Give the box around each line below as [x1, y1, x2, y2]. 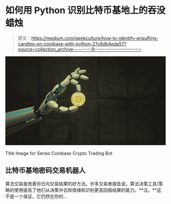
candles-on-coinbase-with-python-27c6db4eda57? [17, 41, 127, 47]
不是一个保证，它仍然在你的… [5, 193, 68, 199]
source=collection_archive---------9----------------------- [17, 46, 141, 52]
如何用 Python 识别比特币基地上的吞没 [5, 5, 166, 16]
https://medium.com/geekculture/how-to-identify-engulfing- [31, 35, 159, 41]
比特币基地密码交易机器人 [5, 166, 85, 175]
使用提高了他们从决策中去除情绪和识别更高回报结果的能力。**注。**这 [14, 187, 162, 193]
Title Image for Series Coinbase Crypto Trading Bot [5, 150, 113, 156]
